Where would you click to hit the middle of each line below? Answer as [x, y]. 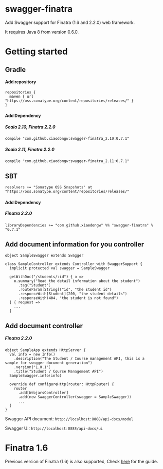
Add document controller [44, 326]
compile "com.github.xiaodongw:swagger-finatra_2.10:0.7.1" [67, 139]
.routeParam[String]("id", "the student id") [65, 290]
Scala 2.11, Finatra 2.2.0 [30, 149]
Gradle [15, 69]
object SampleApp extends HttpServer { [45, 350]
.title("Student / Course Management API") [59, 371]
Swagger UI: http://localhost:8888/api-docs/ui [54, 428]
